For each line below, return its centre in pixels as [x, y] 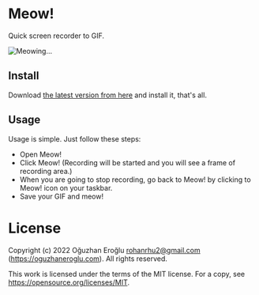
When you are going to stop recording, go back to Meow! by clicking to [135, 180]
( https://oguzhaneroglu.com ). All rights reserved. [88, 259]
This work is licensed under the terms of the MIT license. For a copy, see [127, 274]
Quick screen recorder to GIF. [56, 36]
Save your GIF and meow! [62, 196]
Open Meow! [40, 154]
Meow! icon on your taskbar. [66, 187]
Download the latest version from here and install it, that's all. [108, 95]
